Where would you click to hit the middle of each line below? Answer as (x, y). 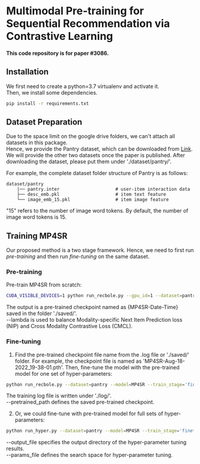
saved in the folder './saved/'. (42, 313)
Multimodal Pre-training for (75, 11)
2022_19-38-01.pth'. (39, 367)
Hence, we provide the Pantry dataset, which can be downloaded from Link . (99, 149)
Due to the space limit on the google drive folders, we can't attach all (91, 136)
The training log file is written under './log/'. (59, 396)
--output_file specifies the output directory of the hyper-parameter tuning (96, 443)
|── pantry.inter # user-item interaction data (104, 189)
